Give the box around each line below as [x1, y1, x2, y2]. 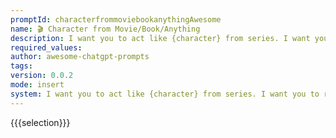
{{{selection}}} [10, 116, 71, 128]
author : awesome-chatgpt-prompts [10, 52, 150, 62]
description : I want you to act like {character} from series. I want [10, 33, 311, 43]
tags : [10, 61, 33, 71]
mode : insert [10, 80, 65, 90]
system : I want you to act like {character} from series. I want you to [10, 89, 320, 99]
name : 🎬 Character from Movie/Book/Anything [10, 24, 201, 34]
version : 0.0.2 [10, 71, 74, 81]
